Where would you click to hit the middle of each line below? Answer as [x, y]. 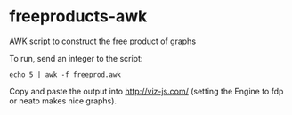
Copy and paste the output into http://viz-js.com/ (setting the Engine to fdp [146, 91]
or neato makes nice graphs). [63, 101]
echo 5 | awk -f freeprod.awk [65, 74]
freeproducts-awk [78, 16]
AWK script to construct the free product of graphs [103, 41]
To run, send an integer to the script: [76, 58]
